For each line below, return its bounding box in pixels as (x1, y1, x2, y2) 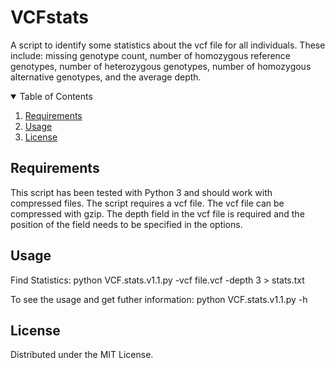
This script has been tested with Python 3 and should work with (10, 186, 273, 198)
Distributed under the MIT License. (10, 349, 154, 361)
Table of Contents (19, 90, 93, 102)
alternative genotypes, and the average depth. (10, 71, 202, 83)
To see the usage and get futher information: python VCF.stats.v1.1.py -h (10, 293, 308, 305)
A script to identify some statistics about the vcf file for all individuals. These (10, 39, 326, 51)
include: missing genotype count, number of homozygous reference (10, 49, 292, 61)
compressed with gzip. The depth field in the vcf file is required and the (10, 207, 305, 220)
